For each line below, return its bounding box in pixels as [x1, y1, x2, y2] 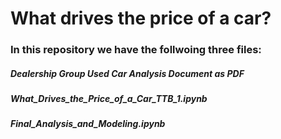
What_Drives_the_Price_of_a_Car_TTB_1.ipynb [10, 93, 208, 105]
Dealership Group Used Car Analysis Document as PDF [10, 67, 245, 79]
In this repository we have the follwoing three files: [10, 43, 262, 57]
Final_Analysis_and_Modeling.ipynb [10, 118, 166, 130]
